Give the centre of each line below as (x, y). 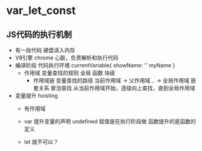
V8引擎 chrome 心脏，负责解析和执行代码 (67, 58)
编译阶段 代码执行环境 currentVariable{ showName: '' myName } (95, 65)
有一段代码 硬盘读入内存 (45, 50)
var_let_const (41, 11)
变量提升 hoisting (37, 96)
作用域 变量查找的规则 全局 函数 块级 (70, 73)
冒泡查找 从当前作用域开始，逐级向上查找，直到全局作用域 (123, 88)
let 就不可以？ (41, 142)
